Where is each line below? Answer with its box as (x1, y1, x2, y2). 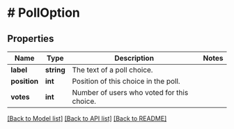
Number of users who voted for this (72, 88, 189, 97)
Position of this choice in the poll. (72, 77, 180, 86)
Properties (7, 33, 54, 45)
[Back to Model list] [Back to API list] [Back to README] (7, 114, 167, 123)
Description (114, 54, 155, 63)
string (45, 65, 65, 75)
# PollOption (7, 5, 80, 21)
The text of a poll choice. (72, 65, 153, 75)
